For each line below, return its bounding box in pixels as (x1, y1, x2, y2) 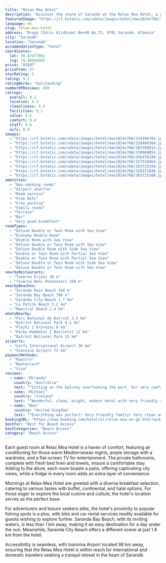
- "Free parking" (9, 201, 45, 205)
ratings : (5, 90, 23, 95)
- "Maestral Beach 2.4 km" (9, 307, 65, 311)
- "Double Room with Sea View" (9, 237, 74, 243)
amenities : (5, 178, 28, 183)
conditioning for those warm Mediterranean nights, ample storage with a (5, 450, 153, 456)
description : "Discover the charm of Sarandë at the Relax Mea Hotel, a (5, 12, 158, 17)
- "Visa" (9, 366, 28, 371)
